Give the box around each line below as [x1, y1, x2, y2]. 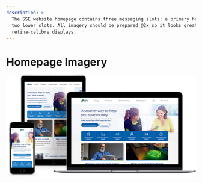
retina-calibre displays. [11, 29, 77, 35]
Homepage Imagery [6, 55, 108, 69]
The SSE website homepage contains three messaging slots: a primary [11, 16, 189, 22]
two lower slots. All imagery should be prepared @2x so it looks [11, 22, 182, 28]
